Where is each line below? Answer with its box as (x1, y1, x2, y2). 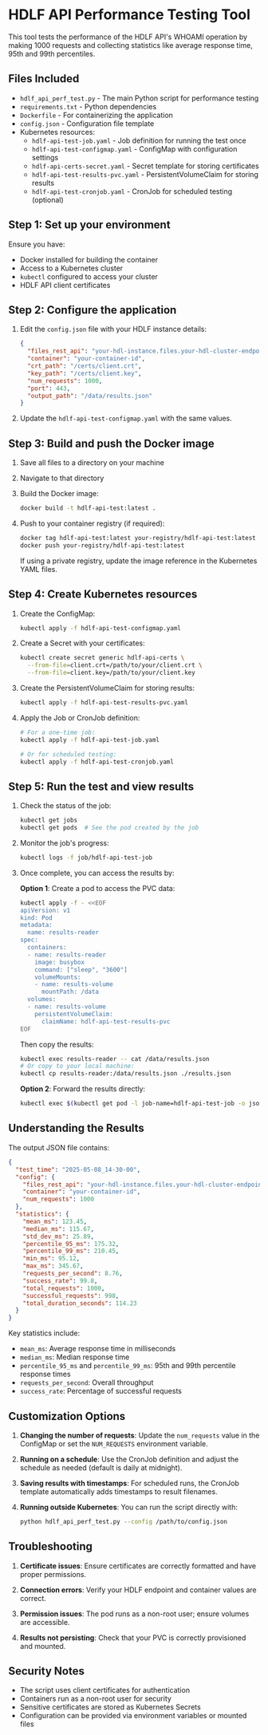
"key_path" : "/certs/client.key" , (27, 369, 142, 377)
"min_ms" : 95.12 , (22, 1255, 81, 1263)
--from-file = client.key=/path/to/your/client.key (27, 668, 195, 677)
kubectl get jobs (19, 816, 78, 825)
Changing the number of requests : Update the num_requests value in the (19, 1430, 260, 1440)
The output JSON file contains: (8, 1142, 110, 1152)
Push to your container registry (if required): (19, 519, 165, 528)
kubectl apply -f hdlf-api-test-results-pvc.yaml (19, 699, 189, 707)
